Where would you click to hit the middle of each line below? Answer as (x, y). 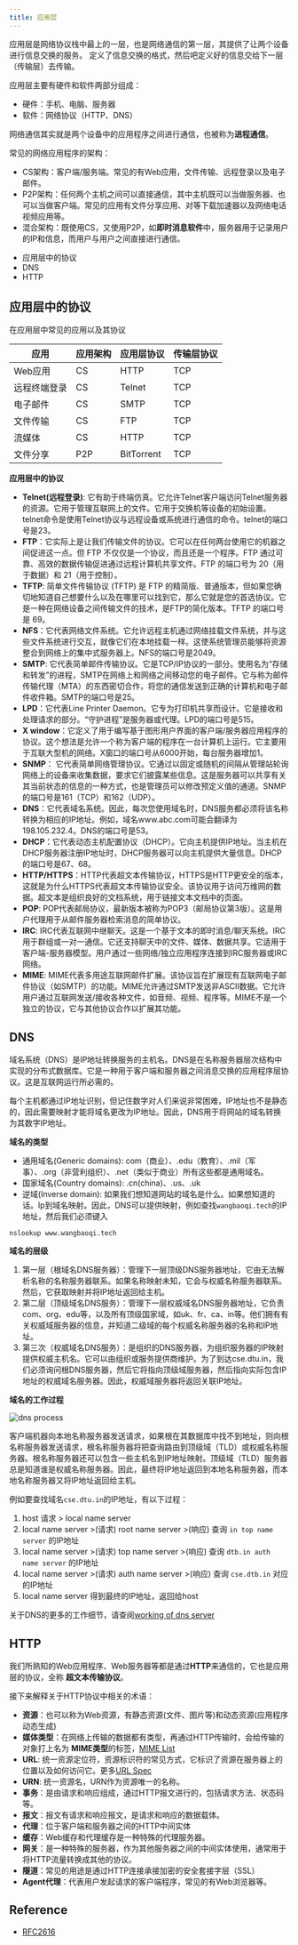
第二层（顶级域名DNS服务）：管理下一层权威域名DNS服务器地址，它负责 (153, 1303)
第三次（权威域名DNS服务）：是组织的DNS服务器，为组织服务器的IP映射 (153, 1347)
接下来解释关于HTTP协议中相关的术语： (82, 1696)
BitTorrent (141, 454)
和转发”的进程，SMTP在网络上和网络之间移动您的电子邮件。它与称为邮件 (155, 675)
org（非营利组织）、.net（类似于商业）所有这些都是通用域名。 (156, 1172)
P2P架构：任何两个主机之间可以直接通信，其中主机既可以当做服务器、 (150, 194)
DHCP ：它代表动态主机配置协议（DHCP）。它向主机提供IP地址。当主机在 (155, 842)
